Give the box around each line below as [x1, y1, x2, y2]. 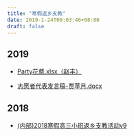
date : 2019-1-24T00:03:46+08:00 [7, 16, 100, 23]
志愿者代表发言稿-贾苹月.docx [16, 82, 102, 90]
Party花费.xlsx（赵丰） [16, 67, 82, 76]
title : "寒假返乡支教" [7, 10, 66, 17]
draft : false [7, 23, 45, 30]
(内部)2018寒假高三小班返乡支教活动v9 [16, 122, 127, 129]
